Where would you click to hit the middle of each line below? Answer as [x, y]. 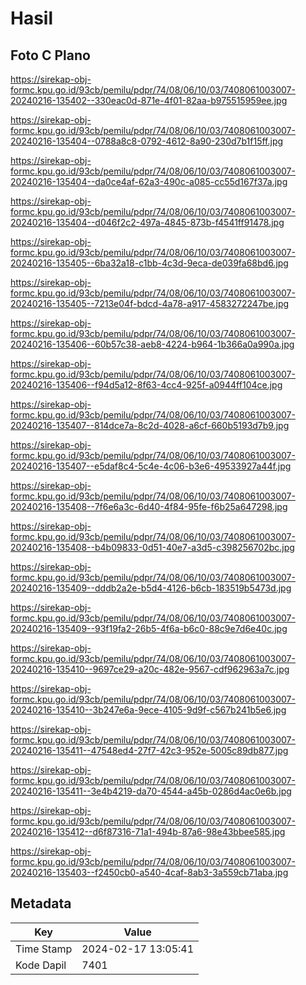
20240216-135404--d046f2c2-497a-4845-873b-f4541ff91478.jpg [147, 222]
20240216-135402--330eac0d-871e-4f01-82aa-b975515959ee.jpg [149, 100]
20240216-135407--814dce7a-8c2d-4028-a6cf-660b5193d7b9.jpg [150, 425]
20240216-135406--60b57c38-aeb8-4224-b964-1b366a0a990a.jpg [152, 344]
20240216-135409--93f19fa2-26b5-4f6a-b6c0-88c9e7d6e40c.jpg [149, 628]
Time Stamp [44, 949]
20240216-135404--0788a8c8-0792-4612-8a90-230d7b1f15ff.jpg [147, 141]
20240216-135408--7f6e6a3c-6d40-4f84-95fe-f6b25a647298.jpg [149, 506]
